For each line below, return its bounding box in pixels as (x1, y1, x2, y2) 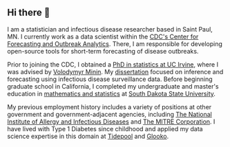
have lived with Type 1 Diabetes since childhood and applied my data (7, 124, 203, 133)
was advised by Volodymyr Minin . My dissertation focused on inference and (7, 67, 224, 76)
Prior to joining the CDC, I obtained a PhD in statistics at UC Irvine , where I (7, 60, 219, 69)
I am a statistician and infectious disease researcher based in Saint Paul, (7, 25, 213, 33)
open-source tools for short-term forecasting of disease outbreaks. (7, 47, 199, 55)
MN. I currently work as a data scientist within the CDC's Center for (7, 32, 199, 41)
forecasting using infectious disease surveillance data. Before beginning (7, 75, 213, 83)
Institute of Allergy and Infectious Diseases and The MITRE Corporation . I (7, 117, 215, 126)
